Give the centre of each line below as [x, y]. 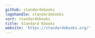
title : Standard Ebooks [30, 23]
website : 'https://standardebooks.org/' [48, 28]
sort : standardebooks [28, 19]
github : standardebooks [30, 10]
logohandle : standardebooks [35, 14]
